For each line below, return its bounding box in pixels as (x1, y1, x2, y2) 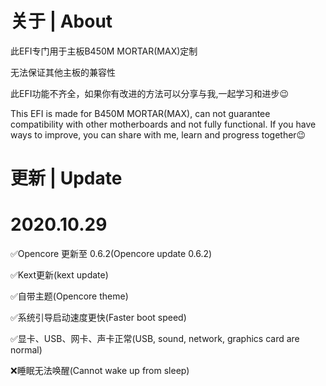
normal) (10, 344, 43, 356)
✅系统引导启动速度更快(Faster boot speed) (10, 312, 187, 324)
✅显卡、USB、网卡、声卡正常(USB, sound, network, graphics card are (10, 333, 300, 345)
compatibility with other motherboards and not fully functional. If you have (10, 118, 317, 130)
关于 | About (10, 10, 113, 33)
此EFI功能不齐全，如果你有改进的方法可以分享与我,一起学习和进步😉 (10, 87, 290, 99)
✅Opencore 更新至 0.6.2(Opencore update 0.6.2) (10, 248, 213, 260)
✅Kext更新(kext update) (10, 269, 109, 281)
